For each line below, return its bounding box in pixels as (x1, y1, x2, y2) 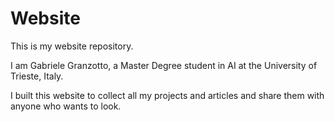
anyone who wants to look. (10, 100, 122, 112)
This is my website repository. (10, 40, 134, 52)
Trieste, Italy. (10, 70, 64, 82)
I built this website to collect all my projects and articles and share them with (10, 89, 325, 101)
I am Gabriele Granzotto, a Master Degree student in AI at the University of (10, 59, 318, 71)
